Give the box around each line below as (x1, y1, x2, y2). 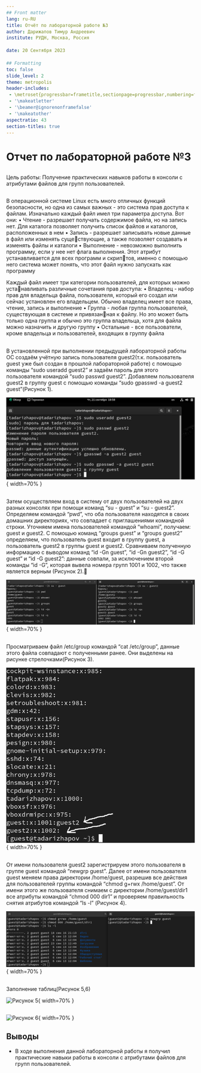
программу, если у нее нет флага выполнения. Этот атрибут (6, 248, 161, 256)
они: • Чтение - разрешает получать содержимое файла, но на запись (6, 216, 187, 224)
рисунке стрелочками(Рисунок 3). (6, 656, 95, 663)
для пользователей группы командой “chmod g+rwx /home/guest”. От (6, 880, 184, 887)
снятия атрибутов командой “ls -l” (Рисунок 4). (6, 899, 127, 907)
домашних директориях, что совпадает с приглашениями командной (6, 517, 184, 524)
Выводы (6, 1032, 39, 1042)
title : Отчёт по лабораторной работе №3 (6, 22, 109, 28)
